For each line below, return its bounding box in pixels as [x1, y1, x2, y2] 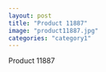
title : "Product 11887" [8, 19, 88, 27]
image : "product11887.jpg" [8, 26, 99, 34]
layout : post [8, 11, 52, 20]
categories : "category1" [8, 34, 92, 42]
